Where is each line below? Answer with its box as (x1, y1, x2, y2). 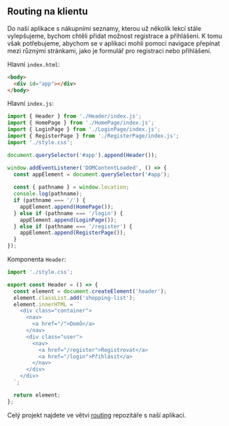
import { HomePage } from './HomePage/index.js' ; (7, 119, 155, 127)
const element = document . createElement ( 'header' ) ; (13, 287, 168, 295)
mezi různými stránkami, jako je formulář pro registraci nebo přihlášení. (7, 46, 212, 55)
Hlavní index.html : (7, 60, 61, 69)
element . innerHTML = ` (13, 301, 80, 308)
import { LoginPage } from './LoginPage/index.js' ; (7, 126, 161, 133)
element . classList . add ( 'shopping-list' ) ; (13, 294, 136, 301)
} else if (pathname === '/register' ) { (13, 223, 133, 230)
